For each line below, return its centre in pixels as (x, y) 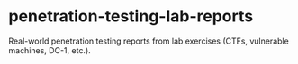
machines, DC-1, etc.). (50, 50)
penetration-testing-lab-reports (131, 16)
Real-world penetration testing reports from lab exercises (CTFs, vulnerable (149, 41)
